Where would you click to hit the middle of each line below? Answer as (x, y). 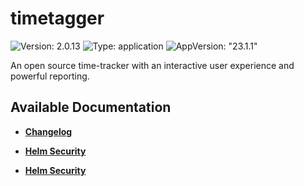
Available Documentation (91, 107)
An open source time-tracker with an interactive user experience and (152, 65)
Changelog (48, 131)
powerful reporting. (50, 76)
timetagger (57, 18)
